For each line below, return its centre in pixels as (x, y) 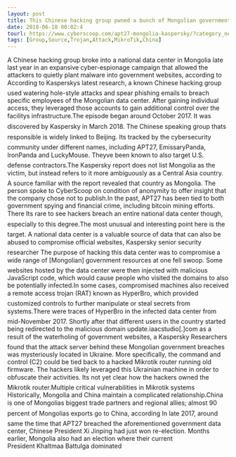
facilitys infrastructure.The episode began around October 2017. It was (109, 116)
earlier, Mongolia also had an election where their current (90, 439)
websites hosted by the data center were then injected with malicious (108, 270)
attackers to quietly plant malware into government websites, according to (115, 75)
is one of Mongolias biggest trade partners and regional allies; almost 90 (112, 403)
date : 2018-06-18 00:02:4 (45, 27)
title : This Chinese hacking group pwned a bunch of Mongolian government (119, 20)
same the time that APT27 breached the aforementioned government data (114, 424)
